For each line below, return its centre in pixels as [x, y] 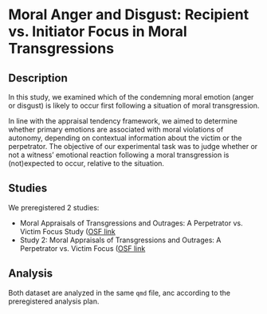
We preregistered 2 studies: [54, 207]
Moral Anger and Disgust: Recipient [129, 15]
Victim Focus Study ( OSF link [67, 231]
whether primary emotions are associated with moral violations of [116, 130]
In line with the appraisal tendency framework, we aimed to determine [123, 121]
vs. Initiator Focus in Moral [98, 31]
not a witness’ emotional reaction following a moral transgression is [119, 155]
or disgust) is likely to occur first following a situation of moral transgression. [134, 106]
